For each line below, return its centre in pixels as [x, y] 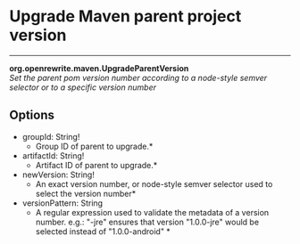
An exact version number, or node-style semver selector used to [154, 183]
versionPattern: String [62, 203]
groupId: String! [51, 136]
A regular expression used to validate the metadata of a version [152, 212]
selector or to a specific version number [83, 87]
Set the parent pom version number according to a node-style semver [138, 77]
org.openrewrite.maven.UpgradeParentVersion [99, 68]
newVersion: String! [58, 175]
